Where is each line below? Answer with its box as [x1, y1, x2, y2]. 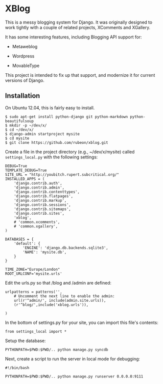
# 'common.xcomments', [14, 220, 60, 224]
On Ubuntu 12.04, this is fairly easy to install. [5, 104, 95, 111]
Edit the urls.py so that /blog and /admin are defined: [5, 280, 112, 286]
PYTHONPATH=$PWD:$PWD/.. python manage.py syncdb [5, 347, 109, 352]
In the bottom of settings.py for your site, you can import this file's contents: [5, 320, 159, 325]
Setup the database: [5, 338, 46, 344]
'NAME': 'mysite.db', [23, 250, 67, 255]
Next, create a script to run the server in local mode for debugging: [5, 355, 140, 362]
